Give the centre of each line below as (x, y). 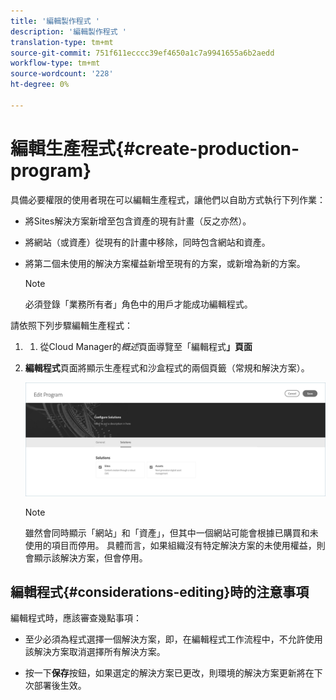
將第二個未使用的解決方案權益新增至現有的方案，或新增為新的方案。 (165, 263)
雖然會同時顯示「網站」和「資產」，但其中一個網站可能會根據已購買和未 (171, 532)
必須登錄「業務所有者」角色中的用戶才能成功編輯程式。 (138, 304)
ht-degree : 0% (40, 85)
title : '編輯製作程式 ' (55, 21)
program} (51, 170)
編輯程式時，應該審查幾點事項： (76, 618)
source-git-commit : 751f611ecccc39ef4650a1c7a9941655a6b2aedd (142, 53)
